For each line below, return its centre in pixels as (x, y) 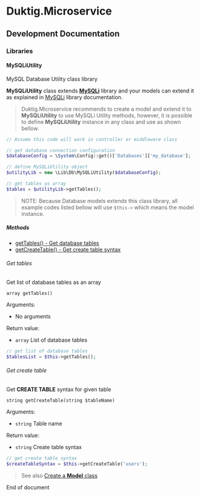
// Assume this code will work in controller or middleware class (92, 139)
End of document (28, 487)
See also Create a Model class (59, 475)
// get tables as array (36, 184)
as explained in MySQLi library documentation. (65, 97)
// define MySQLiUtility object (47, 167)
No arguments (33, 316)
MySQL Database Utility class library (52, 79)
